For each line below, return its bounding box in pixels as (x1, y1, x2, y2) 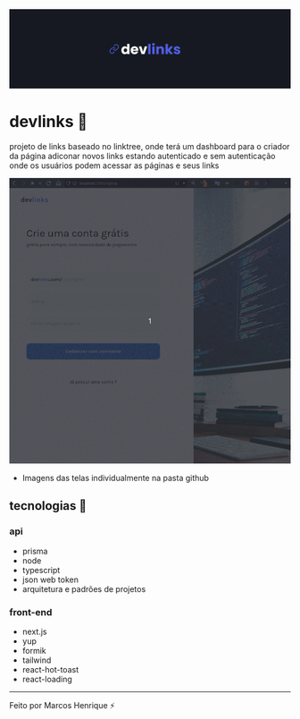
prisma (21, 546, 48, 556)
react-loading (21, 673, 73, 684)
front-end (9, 605, 53, 618)
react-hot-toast (21, 664, 79, 674)
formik (21, 645, 46, 656)
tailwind (21, 655, 52, 665)
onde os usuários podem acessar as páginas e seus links (9, 160, 220, 171)
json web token (21, 574, 79, 585)
